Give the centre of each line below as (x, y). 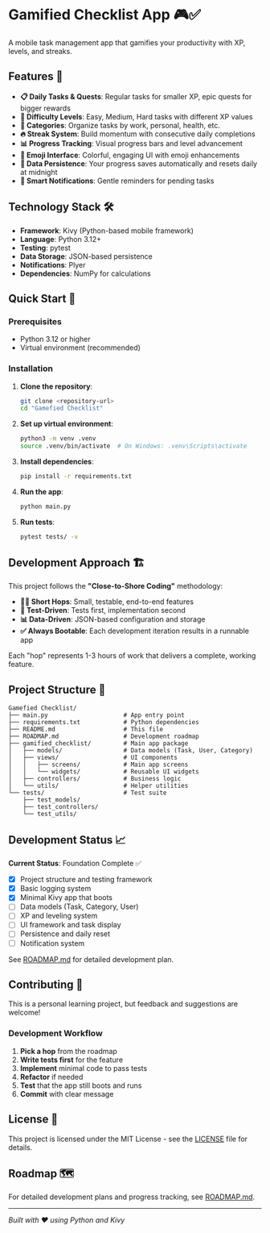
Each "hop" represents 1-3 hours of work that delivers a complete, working (132, 656)
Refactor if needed (51, 1077)
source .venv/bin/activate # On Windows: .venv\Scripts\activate (133, 446)
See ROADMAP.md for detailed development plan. (91, 959)
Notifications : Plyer (53, 265)
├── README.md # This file (86, 730)
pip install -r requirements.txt (76, 477)
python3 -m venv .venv (58, 439)
